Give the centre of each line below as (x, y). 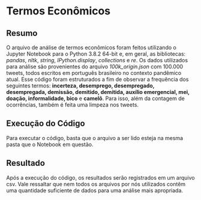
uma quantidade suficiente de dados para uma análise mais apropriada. (95, 190)
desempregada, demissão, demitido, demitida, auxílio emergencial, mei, (98, 92)
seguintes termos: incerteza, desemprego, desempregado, (80, 86)
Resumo (22, 33)
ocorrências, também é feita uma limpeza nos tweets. (73, 105)
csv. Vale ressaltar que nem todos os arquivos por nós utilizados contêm (96, 184)
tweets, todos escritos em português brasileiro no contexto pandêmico (94, 73)
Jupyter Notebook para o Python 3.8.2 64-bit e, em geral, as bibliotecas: (96, 54)
